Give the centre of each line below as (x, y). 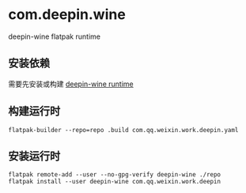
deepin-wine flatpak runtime (55, 36)
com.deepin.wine (67, 15)
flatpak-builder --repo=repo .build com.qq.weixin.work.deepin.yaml (123, 130)
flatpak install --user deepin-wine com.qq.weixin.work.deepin (115, 182)
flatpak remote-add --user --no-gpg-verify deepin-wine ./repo (115, 175)
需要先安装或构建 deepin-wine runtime (71, 84)
